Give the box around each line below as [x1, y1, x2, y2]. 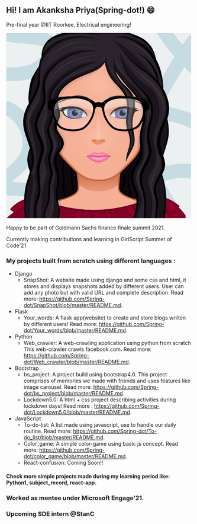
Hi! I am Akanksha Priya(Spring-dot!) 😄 [6, 5, 155, 15]
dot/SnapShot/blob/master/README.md [23, 302, 121, 309]
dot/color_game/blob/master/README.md [23, 453, 126, 460]
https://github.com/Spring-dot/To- [73, 427, 157, 435]
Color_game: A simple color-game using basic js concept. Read [23, 440, 179, 448]
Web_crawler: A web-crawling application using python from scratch [23, 340, 191, 347]
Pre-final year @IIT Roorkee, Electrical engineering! [6, 21, 131, 28]
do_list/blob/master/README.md [23, 434, 104, 441]
